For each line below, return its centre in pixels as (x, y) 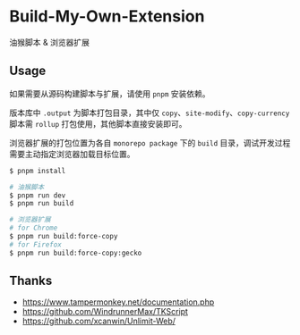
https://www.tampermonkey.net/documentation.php (118, 302)
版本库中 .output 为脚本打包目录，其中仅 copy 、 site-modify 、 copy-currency (150, 113)
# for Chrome (34, 228)
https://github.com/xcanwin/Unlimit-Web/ (99, 321)
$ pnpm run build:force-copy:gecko (76, 253)
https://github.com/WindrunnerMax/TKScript (105, 312)
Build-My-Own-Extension (107, 17)
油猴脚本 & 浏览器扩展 (49, 42)
